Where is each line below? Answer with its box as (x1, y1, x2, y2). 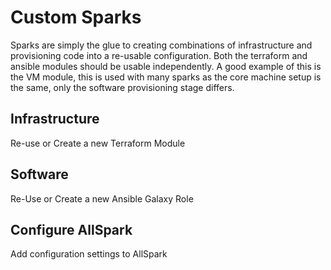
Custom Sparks (10, 6, 142, 29)
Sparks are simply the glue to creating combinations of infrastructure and (10, 39, 313, 51)
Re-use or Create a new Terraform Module (10, 137, 186, 149)
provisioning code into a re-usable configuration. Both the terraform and (10, 49, 308, 61)
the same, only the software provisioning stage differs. (10, 81, 235, 93)
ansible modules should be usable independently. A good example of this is (10, 60, 322, 72)
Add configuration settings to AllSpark (10, 248, 168, 260)
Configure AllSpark (10, 221, 133, 238)
